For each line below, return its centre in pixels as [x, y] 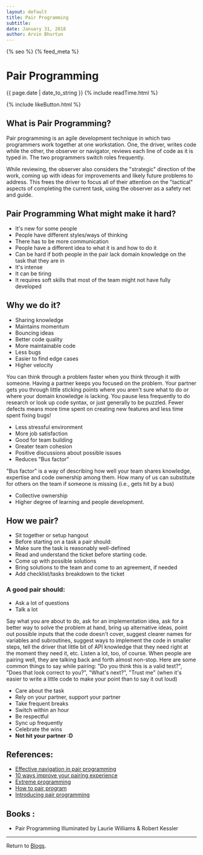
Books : [21, 814]
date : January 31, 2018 [36, 29]
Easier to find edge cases [47, 358]
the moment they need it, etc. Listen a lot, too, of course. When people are [99, 653]
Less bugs [28, 352]
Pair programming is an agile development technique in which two [89, 138]
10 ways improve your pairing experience [66, 776]
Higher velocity [34, 365]
